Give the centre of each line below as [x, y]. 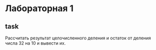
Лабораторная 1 [39, 8]
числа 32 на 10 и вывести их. [36, 43]
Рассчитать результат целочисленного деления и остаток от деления [78, 38]
